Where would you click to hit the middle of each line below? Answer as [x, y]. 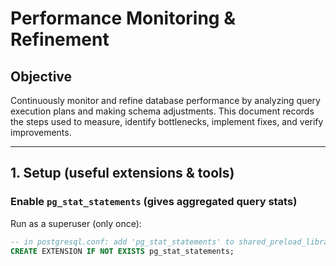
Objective [41, 76]
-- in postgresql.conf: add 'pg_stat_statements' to [122, 242]
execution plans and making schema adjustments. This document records [162, 111]
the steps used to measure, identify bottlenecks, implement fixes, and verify [167, 121]
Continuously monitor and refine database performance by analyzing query [165, 100]
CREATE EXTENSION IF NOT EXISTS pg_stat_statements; [122, 251]
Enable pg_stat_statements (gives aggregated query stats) [154, 202]
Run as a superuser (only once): [76, 223]
